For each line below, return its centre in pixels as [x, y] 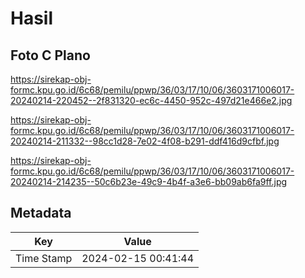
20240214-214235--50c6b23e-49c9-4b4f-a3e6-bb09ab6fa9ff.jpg [149, 181]
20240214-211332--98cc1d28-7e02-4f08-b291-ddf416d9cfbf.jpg [145, 141]
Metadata [41, 213]
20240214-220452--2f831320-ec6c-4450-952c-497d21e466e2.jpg [151, 100]
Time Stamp [44, 258]
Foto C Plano [50, 55]
